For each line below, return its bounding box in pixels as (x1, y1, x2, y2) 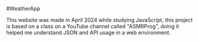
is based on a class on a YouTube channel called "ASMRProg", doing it (6, 23, 179, 30)
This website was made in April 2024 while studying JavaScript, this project (6, 17, 193, 23)
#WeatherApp (6, 5, 41, 12)
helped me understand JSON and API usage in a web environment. (6, 29, 171, 36)
